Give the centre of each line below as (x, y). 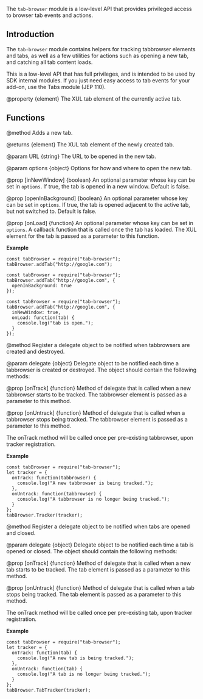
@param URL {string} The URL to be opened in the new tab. (81, 156)
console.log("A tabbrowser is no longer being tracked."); (94, 499)
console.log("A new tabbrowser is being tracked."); (85, 483)
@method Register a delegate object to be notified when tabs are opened (98, 526)
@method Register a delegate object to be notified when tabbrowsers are (98, 345)
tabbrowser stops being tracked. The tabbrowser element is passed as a (97, 419)
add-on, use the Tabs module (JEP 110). (56, 87)
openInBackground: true (42, 285)
